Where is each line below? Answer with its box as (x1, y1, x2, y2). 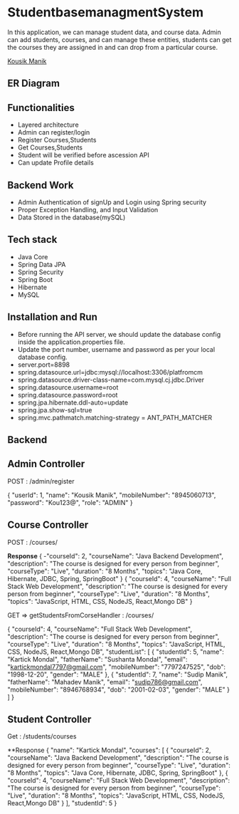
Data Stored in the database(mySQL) (17, 213, 126, 221)
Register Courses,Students (17, 136, 97, 145)
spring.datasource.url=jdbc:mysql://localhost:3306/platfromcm (17, 367, 203, 376)
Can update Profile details (17, 158, 94, 167)
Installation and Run (7, 311, 98, 323)
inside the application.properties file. (17, 338, 126, 346)
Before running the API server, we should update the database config (17, 330, 221, 338)
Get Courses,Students (17, 143, 83, 152)
